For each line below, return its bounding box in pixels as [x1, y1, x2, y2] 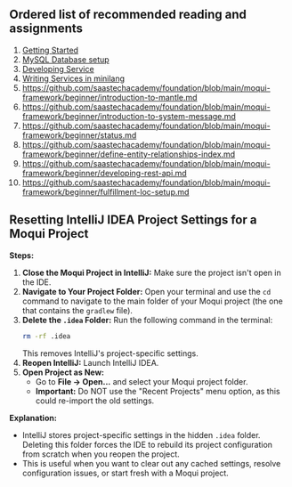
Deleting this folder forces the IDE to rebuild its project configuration [21, 439, 273, 450]
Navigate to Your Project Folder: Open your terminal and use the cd [21, 286, 272, 296]
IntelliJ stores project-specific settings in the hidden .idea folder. [21, 429, 261, 440]
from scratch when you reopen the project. [21, 449, 180, 459]
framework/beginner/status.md [21, 129, 137, 141]
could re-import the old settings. [35, 395, 155, 406]
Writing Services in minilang [21, 73, 126, 84]
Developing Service [21, 63, 95, 74]
